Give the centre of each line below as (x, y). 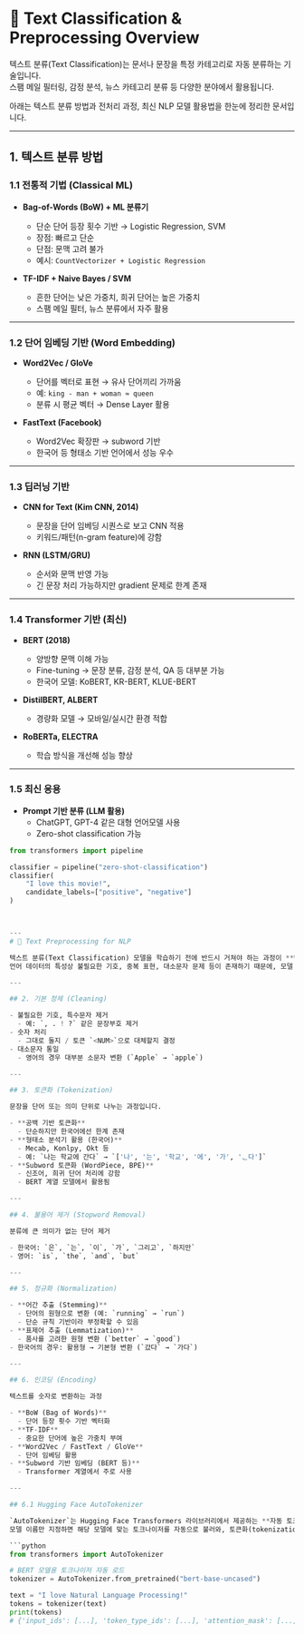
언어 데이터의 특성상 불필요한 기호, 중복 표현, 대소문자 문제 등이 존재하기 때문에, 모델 (152, 966)
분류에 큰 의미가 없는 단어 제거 (60, 1231)
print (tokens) (36, 1612)
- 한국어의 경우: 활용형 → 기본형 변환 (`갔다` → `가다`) (104, 1347)
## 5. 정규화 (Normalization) (63, 1289)
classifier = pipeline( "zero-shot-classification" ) (109, 867)
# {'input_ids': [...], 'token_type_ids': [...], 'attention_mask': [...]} (155, 1620)
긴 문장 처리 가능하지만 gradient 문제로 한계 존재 (121, 585)
